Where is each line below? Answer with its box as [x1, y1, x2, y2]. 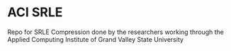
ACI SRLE [7, 4, 63, 21]
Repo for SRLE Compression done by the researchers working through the [7, 28, 225, 36]
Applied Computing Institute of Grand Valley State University [7, 35, 184, 43]
